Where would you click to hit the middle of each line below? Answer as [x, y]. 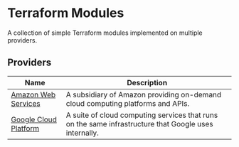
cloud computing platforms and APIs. [128, 103]
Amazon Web [33, 94]
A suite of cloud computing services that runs [142, 115]
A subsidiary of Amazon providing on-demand [144, 94]
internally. [83, 133]
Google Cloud [34, 119]
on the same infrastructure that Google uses [139, 124]
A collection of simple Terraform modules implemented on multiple [105, 33]
